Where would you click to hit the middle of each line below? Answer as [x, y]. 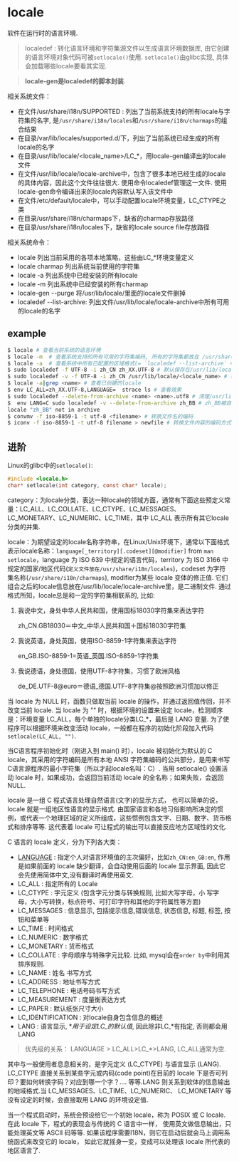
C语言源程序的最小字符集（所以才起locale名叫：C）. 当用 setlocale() [107, 768]
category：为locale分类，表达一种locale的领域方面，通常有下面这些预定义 [116, 500]
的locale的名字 [39, 311]
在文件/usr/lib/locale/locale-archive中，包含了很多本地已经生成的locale [122, 173]
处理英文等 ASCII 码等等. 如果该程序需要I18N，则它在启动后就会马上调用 [118, 1133]
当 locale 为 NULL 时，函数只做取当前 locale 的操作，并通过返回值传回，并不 [119, 701]
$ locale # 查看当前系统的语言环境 [54, 350]
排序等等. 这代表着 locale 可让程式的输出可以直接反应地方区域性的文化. [123, 826]
